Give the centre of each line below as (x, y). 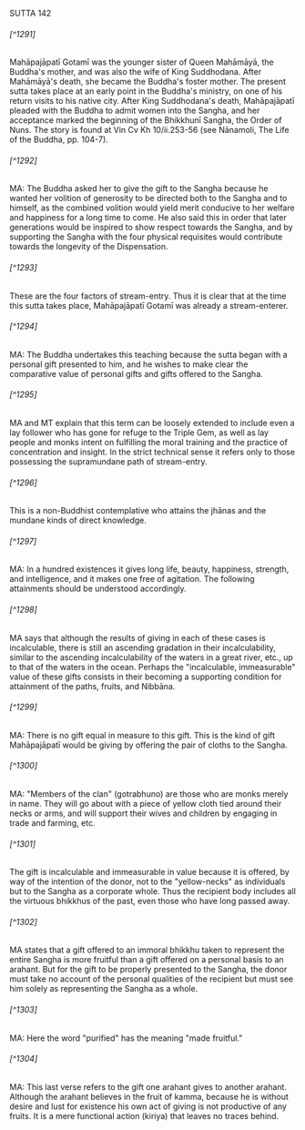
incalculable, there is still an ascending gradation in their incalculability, (142, 647)
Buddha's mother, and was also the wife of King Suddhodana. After (136, 72)
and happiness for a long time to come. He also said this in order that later (148, 218)
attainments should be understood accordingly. (98, 589)
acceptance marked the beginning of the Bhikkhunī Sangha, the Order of (146, 120)
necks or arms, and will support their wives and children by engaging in (143, 813)
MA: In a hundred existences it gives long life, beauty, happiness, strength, (149, 569)
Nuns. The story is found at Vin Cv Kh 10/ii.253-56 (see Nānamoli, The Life (149, 130)
